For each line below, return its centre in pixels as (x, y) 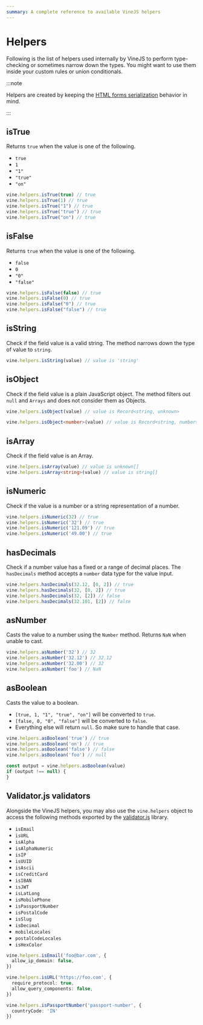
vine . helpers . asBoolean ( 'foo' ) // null (56, 755)
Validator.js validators (48, 796)
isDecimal (27, 925)
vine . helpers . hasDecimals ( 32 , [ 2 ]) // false (63, 596)
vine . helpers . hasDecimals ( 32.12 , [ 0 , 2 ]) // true (70, 584)
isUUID (23, 861)
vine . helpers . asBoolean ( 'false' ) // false (60, 749)
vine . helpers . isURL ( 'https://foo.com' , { (59, 978)
